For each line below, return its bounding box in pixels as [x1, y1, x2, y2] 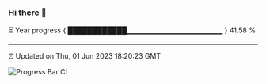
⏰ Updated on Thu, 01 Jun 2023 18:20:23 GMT [8, 52, 161, 61]
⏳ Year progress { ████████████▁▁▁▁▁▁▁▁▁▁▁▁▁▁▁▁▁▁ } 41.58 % [8, 25, 256, 35]
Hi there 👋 [8, 7, 47, 18]
